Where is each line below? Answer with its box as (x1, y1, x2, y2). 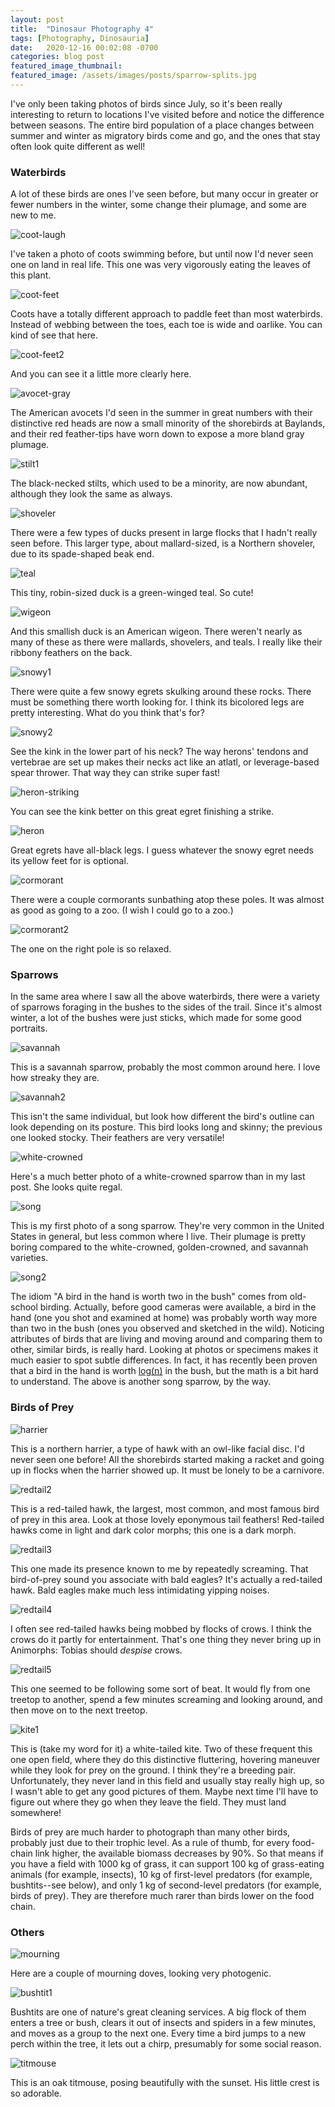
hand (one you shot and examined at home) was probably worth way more (10, 1312, 318, 1324)
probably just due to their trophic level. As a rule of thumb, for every (10, 1836, 290, 1848)
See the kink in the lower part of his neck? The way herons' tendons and (10, 746, 309, 758)
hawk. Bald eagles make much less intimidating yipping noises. (10, 1584, 270, 1596)
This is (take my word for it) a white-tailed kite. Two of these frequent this (10, 1742, 313, 1755)
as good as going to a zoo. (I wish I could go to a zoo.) (10, 904, 234, 916)
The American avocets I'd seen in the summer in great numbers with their (10, 407, 313, 419)
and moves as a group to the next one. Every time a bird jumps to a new (10, 2027, 307, 2040)
